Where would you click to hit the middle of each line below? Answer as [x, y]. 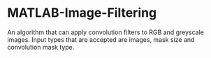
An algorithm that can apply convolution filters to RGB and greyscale [106, 32]
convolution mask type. [41, 47]
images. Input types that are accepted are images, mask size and [101, 39]
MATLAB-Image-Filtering [82, 13]
